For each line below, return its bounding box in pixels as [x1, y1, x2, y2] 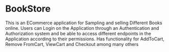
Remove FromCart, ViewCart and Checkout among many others [5, 41, 139, 47]
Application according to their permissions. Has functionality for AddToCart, [5, 36, 164, 42]
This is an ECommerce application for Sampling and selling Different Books [5, 20, 162, 26]
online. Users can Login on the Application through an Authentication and [5, 25, 159, 31]
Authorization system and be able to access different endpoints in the [5, 30, 151, 36]
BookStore [5, 3, 51, 15]
